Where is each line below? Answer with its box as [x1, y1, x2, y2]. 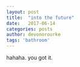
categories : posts [6, 26, 53, 32]
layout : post [6, 9, 39, 15]
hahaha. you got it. [6, 54, 53, 61]
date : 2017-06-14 [6, 20, 56, 26]
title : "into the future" [6, 15, 75, 21]
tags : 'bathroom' [6, 37, 50, 43]
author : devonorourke [6, 32, 61, 38]
